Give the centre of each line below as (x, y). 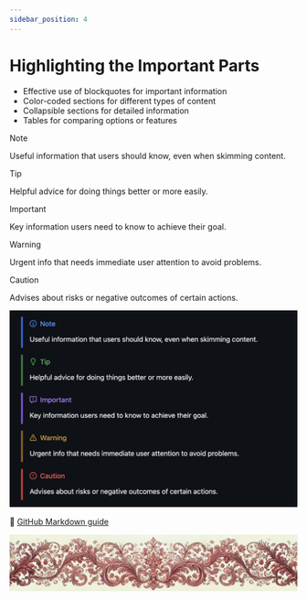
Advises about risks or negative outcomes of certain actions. (124, 297)
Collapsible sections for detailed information (106, 111)
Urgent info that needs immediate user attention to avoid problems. (136, 262)
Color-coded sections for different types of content (119, 101)
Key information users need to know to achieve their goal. (118, 226)
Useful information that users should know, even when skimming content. (148, 155)
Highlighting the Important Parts (135, 65)
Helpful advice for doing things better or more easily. (109, 191)
